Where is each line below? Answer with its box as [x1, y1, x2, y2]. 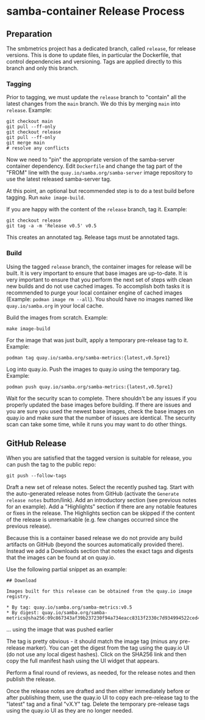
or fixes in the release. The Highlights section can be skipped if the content [6, 509, 195, 517]
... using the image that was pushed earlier [6, 626, 113, 633]
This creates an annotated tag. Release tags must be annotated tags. [6, 234, 180, 241]
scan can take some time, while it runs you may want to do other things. [6, 421, 187, 428]
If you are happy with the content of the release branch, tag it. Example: [6, 206, 187, 213]
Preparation [6, 29, 52, 39]
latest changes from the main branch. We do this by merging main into [6, 100, 181, 108]
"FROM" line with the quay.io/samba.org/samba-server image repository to [6, 169, 193, 176]
